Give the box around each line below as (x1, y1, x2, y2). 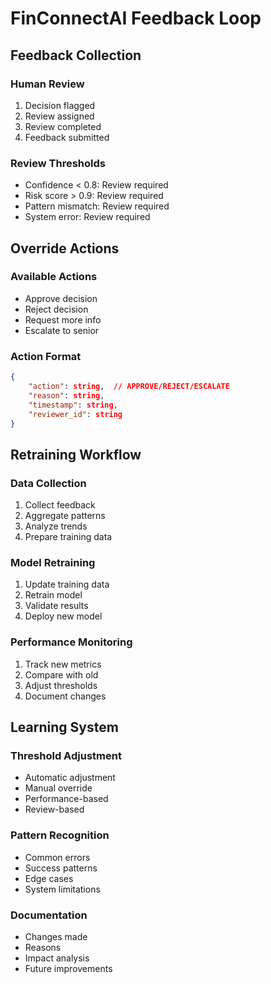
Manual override (24, 782, 93, 794)
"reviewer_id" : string (28, 409, 123, 419)
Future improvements (24, 962, 113, 974)
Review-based (24, 803, 85, 816)
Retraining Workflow (10, 446, 142, 463)
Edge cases (24, 872, 74, 884)
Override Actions (10, 240, 120, 257)
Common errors (24, 851, 91, 863)
